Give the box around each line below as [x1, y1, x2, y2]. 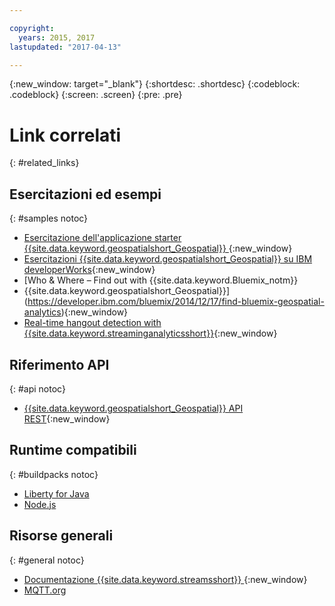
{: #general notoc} [9, 554, 85, 566]
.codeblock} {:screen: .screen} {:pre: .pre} [9, 89, 183, 101]
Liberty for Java [23, 487, 90, 500]
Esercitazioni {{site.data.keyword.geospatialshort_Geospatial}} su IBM [23, 253, 313, 265]
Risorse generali [9, 527, 114, 545]
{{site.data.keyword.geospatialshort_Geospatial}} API [23, 402, 244, 414]
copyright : [9, 23, 55, 33]
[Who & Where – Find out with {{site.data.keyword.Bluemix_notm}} [23, 274, 299, 286]
